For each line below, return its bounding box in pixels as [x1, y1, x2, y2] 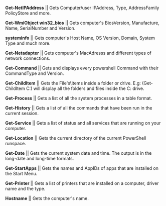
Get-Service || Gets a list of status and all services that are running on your [5, 120, 161, 126]
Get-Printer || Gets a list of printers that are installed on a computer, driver [5, 180, 159, 186]
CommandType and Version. [5, 70, 64, 76]
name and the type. [5, 186, 46, 191]
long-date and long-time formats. [5, 156, 74, 161]
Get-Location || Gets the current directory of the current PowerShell [5, 135, 146, 141]
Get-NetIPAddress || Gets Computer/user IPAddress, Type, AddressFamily [5, 5, 159, 11]
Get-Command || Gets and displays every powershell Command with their [5, 65, 159, 71]
